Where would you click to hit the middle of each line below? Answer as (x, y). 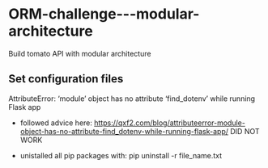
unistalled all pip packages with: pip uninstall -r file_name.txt (121, 155)
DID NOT (245, 131)
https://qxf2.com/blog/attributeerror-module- (170, 123)
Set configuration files (66, 79)
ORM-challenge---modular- (104, 14)
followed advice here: (56, 123)
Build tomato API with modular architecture (80, 53)
